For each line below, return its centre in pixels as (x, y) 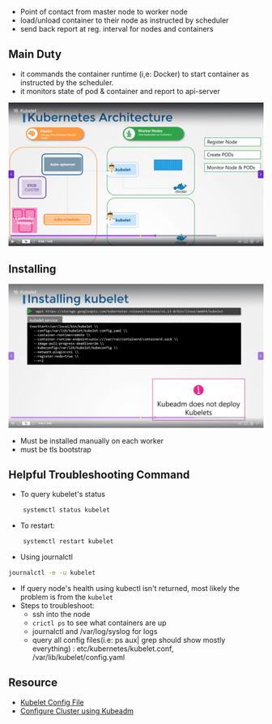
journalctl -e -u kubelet (52, 573)
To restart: (37, 525)
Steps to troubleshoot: (57, 606)
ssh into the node (61, 615)
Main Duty (35, 55)
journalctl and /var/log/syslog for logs (95, 632)
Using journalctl (46, 557)
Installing (32, 269)
